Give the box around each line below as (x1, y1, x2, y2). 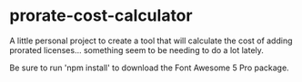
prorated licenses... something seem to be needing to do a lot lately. (9, 44, 264, 55)
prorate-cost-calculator (9, 5, 193, 26)
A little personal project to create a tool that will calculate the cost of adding (9, 35, 293, 46)
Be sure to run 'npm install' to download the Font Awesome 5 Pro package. (9, 62, 289, 73)
